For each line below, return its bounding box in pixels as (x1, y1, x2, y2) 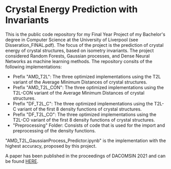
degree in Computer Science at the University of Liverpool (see (5, 37, 139, 43)
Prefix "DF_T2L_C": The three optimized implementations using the (12, 100, 153, 106)
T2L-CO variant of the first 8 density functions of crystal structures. (12, 117, 155, 123)
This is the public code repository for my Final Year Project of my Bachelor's (5, 31, 166, 37)
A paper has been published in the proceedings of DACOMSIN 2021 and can (5, 153, 166, 159)
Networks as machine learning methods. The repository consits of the (5, 58, 153, 64)
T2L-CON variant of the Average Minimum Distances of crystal (12, 90, 144, 96)
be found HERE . (5, 158, 39, 164)
